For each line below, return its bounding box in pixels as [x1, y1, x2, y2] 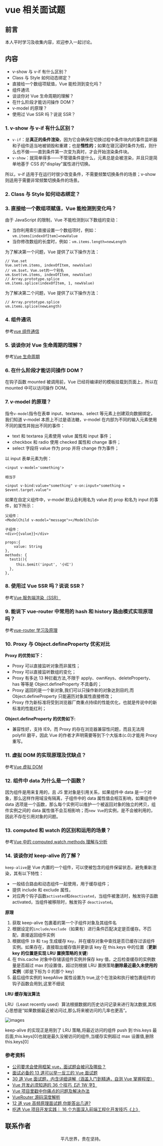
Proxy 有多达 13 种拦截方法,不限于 [12, 675, 80, 681]
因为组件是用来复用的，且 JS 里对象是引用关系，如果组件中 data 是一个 [5, 789, 147, 795]
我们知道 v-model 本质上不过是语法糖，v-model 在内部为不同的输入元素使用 [5, 416, 157, 422]
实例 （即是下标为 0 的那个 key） [12, 968, 77, 974]
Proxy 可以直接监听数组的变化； [12, 669, 76, 675]
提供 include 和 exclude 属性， [12, 887, 73, 893]
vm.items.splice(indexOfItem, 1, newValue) [5, 281, 95, 286]
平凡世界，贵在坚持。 [60, 1136, 103, 1142]
